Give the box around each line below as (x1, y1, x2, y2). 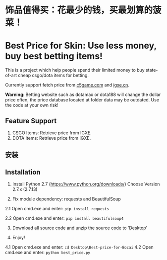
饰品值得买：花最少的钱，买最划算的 (5, 4, 153, 16)
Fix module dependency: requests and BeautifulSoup (12, 196, 121, 202)
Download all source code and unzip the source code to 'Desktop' (12, 225, 148, 231)
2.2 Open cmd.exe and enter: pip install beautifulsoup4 (5, 215, 124, 221)
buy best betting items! (5, 51, 103, 62)
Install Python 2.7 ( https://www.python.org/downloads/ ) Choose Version (12, 181, 160, 187)
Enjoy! (12, 235, 25, 241)
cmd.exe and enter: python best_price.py (5, 250, 91, 256)
